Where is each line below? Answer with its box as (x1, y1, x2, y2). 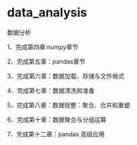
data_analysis (7, 5, 87, 21)
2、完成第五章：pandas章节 (7, 57, 86, 66)
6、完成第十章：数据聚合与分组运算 (7, 115, 107, 124)
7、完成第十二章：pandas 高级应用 (7, 130, 105, 138)
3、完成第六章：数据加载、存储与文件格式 (7, 72, 125, 80)
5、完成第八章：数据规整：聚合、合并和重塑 (7, 101, 131, 109)
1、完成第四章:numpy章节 (7, 42, 78, 51)
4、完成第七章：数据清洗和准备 (7, 86, 95, 94)
